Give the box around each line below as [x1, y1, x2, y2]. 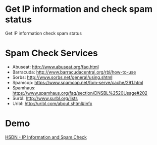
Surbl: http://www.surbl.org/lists [12, 95, 78, 101]
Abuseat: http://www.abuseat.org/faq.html [12, 64, 99, 70]
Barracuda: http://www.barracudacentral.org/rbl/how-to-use [12, 69, 136, 75]
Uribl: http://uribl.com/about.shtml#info [12, 100, 93, 107]
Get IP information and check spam [5, 3, 153, 15]
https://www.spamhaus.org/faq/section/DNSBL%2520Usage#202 [12, 90, 148, 96]
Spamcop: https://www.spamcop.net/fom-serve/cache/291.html [12, 79, 144, 85]
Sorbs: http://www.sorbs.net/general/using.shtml [12, 74, 113, 80]
